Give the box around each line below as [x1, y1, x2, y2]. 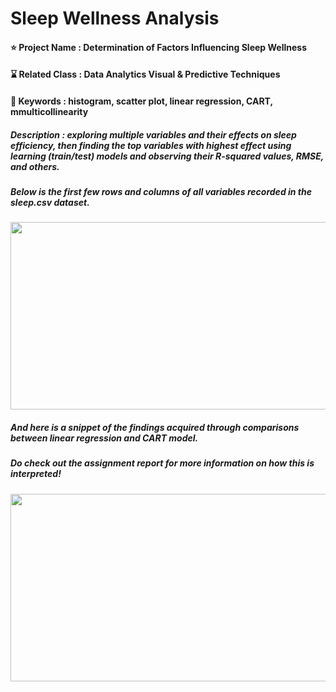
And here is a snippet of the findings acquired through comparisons [10, 421, 300, 433]
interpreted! [10, 468, 62, 480]
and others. [10, 160, 60, 172]
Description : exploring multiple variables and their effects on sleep [10, 128, 297, 141]
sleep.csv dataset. [10, 196, 90, 208]
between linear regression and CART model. [10, 432, 199, 444]
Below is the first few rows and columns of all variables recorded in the [10, 185, 313, 197]
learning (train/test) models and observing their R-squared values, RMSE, [10, 150, 325, 162]
